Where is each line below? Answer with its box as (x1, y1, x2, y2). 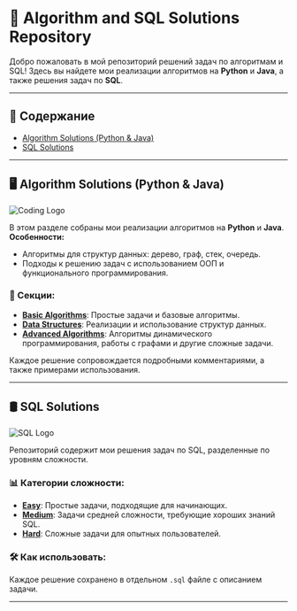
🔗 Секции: (9, 290, 56, 302)
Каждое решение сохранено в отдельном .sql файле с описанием (9, 575, 263, 585)
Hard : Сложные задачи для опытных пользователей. (21, 528, 222, 538)
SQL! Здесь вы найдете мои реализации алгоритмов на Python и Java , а (9, 66, 285, 76)
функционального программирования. (21, 267, 169, 278)
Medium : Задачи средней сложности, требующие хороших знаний (21, 509, 276, 520)
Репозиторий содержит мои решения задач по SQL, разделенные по (9, 445, 270, 455)
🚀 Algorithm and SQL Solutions (9, 8, 240, 28)
